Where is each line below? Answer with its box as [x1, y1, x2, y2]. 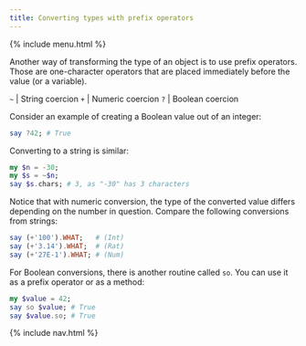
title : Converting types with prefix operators [9, 13, 195, 23]
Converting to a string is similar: [9, 145, 130, 156]
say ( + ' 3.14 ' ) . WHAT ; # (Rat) [9, 242, 125, 251]
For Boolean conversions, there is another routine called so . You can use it [9, 267, 289, 278]
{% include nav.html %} [9, 328, 99, 339]
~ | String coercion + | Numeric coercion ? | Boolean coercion [9, 93, 239, 104]
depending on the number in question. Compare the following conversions [9, 206, 290, 217]
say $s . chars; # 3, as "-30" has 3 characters [9, 180, 190, 189]
